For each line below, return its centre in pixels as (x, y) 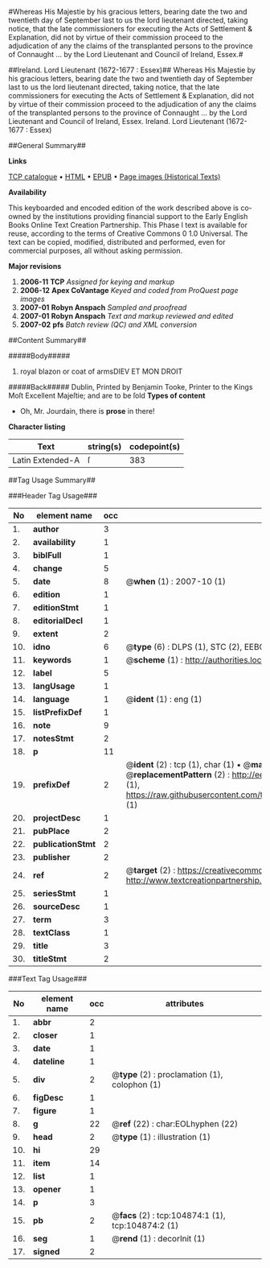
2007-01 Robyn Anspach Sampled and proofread (103, 308)
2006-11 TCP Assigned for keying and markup (97, 282)
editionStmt (56, 607)
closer (45, 1035)
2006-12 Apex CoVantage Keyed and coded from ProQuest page (129, 290)
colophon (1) (137, 1084)
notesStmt (53, 738)
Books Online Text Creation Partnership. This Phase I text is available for (128, 225)
